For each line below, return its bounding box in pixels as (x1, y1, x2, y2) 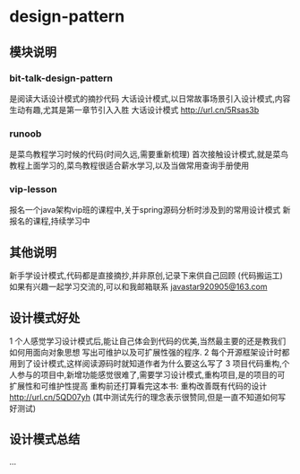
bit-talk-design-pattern (9, 72, 114, 84)
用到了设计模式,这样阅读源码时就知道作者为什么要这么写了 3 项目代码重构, (9, 358, 282, 369)
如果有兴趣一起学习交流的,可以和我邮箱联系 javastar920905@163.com (9, 281, 268, 293)
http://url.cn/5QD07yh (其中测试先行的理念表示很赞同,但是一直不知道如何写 (9, 392, 287, 403)
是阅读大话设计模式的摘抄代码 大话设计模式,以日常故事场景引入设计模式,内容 (9, 92, 291, 104)
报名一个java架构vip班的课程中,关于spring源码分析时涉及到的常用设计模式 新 (9, 205, 291, 215)
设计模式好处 (9, 310, 81, 325)
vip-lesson (9, 183, 57, 196)
